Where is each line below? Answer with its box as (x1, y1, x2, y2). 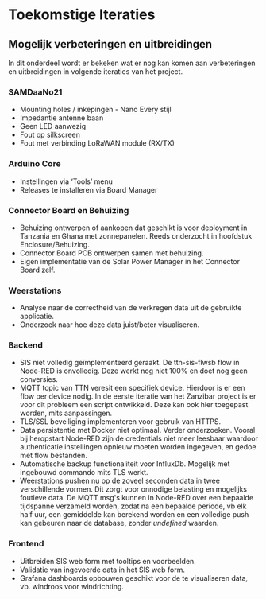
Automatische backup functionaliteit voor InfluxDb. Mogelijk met (19, 459, 230, 469)
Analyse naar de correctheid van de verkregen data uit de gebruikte (19, 303, 242, 313)
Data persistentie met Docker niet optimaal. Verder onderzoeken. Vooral (19, 426, 256, 435)
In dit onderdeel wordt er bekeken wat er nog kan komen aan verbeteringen (8, 58, 256, 68)
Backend (8, 340, 44, 351)
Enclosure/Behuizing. (19, 239, 90, 249)
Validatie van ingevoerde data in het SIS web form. (19, 565, 185, 574)
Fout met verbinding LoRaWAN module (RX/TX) (19, 138, 175, 148)
